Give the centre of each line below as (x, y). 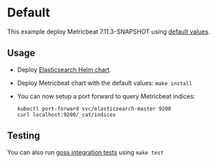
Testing (24, 136)
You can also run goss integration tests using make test (85, 152)
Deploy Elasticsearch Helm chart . (64, 69)
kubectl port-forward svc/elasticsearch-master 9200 (94, 109)
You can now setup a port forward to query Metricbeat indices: (106, 96)
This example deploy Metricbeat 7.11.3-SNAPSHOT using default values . (109, 32)
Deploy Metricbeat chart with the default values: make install (104, 83)
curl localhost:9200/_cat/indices (66, 114)
